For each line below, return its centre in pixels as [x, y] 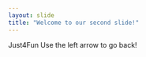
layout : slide [32, 15]
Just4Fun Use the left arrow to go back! [73, 45]
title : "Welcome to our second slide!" [74, 23]
